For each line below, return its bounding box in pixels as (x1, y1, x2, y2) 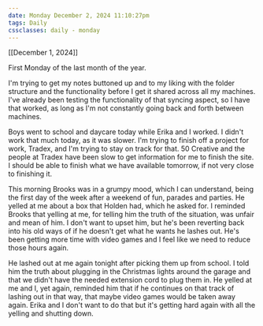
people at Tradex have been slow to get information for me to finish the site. (8, 152, 254, 162)
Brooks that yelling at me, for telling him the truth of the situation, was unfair (8, 210, 254, 219)
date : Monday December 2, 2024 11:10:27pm (8, 11, 150, 20)
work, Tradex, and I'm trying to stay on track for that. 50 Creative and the (8, 144, 246, 154)
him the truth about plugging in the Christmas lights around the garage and (8, 267, 250, 276)
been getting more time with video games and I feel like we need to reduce (8, 234, 250, 245)
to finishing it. (8, 169, 53, 178)
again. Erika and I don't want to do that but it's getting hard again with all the (8, 301, 256, 310)
